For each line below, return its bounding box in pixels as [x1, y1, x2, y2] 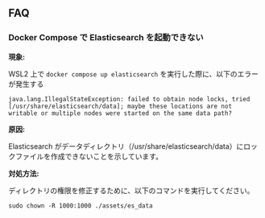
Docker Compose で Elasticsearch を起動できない [8, 32, 204, 43]
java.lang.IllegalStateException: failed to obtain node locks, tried [8, 95, 251, 103]
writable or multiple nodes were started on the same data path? [8, 109, 232, 117]
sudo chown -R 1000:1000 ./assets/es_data [8, 201, 153, 210]
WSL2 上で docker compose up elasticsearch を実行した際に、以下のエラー [8, 68, 259, 79]
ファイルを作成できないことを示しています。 [14, 151, 164, 161]
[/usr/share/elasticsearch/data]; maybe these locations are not [8, 102, 232, 110]
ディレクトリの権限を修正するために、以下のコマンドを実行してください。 [8, 185, 255, 195]
